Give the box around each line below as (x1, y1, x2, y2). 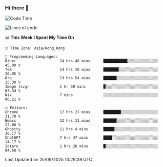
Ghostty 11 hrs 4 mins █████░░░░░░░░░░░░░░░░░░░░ (5, 127, 159, 132)
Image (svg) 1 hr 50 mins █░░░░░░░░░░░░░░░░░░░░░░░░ (5, 84, 159, 89)
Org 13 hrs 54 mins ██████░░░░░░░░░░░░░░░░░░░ (5, 75, 159, 81)
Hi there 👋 (5, 4, 29, 11)
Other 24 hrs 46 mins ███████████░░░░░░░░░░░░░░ (5, 58, 159, 64)
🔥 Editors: (5, 106, 28, 111)
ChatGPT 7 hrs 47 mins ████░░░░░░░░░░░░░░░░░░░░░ (5, 135, 159, 140)
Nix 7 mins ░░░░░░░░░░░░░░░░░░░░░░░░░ (5, 93, 159, 98)
